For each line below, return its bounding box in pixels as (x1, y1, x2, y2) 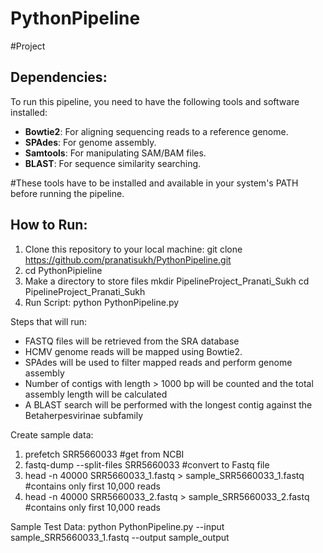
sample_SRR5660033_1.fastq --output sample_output (10, 531, 230, 543)
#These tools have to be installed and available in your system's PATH (10, 177, 299, 189)
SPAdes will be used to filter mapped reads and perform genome (24, 356, 293, 368)
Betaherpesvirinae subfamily (24, 409, 144, 421)
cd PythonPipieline (24, 264, 103, 276)
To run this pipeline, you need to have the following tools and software (10, 95, 300, 107)
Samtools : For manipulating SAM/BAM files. (24, 147, 207, 159)
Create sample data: (10, 428, 94, 441)
